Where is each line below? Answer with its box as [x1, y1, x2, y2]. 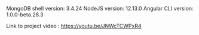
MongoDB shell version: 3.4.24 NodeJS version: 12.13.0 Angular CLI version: [6, 5, 194, 12]
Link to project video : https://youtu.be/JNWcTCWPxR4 [6, 23, 142, 29]
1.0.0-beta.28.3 [6, 11, 44, 18]
